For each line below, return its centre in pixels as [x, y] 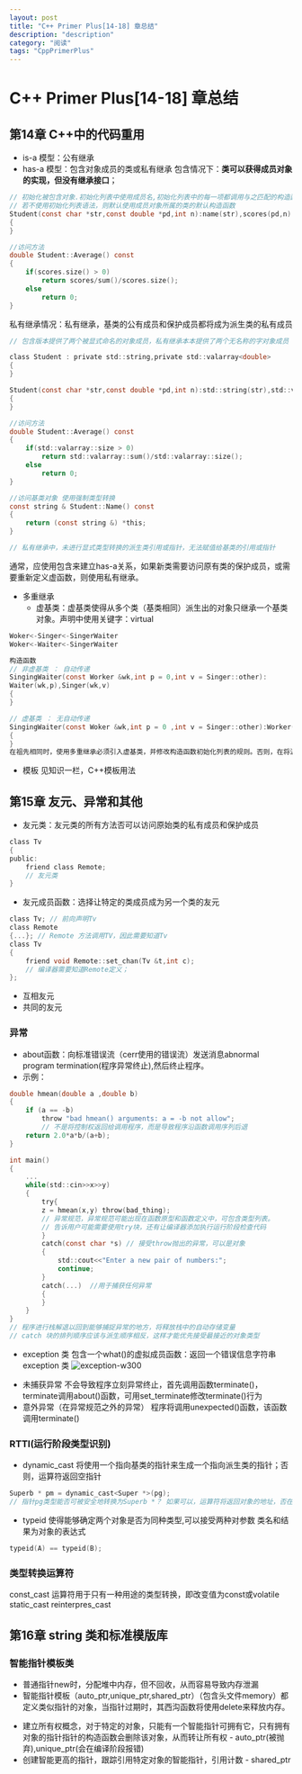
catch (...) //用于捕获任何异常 [97, 1285]
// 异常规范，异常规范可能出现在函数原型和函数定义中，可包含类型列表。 [158, 1219]
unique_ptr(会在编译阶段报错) [90, 1748]
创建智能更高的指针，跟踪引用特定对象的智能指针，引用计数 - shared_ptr [156, 1760]
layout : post [34, 18]
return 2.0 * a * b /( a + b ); [68, 1135]
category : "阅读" [40, 43]
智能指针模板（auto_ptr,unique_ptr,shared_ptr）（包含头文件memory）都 [155, 1695]
